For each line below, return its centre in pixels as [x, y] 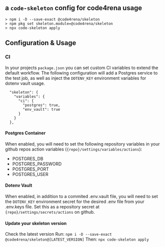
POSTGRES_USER [30, 174]
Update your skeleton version [36, 223]
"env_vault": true [41, 109]
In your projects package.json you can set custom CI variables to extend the [82, 68]
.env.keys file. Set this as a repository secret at [52, 207]
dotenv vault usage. [25, 83]
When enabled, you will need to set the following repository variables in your [82, 144]
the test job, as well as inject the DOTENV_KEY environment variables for [76, 78]
